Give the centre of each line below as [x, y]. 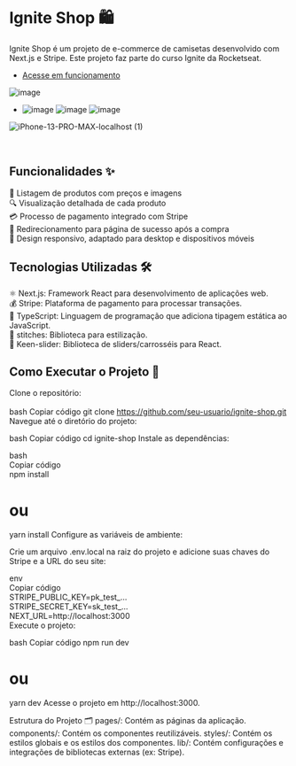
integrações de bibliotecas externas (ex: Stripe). [97, 752]
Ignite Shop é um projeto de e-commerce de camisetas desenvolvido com [144, 48]
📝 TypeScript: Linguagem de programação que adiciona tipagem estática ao [148, 315]
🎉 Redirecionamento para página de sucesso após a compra [119, 228]
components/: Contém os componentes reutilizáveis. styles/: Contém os [141, 733]
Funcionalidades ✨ [62, 171]
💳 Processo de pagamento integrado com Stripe [99, 216]
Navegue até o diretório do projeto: [73, 422]
